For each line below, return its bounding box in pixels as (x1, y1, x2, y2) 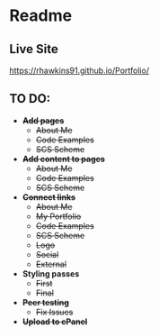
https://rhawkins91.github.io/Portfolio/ (9, 65, 150, 76)
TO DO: (9, 91, 51, 106)
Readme (9, 5, 73, 26)
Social (35, 249, 59, 259)
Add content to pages (22, 153, 105, 164)
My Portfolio (35, 211, 82, 222)
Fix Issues (35, 306, 74, 317)
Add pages (22, 114, 65, 126)
